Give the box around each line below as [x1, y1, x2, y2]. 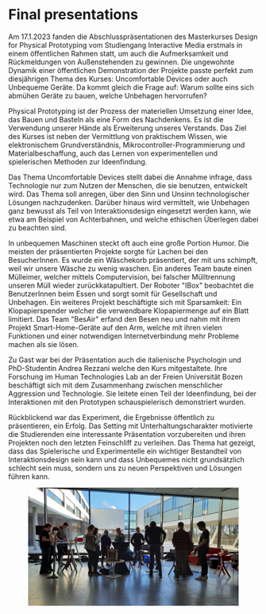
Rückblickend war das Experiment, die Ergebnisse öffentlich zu [8, 412, 214, 422]
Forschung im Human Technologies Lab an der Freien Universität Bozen [8, 372, 244, 381]
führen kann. [8, 471, 50, 481]
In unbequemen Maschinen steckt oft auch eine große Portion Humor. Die [8, 238, 249, 248]
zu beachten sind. [8, 222, 67, 232]
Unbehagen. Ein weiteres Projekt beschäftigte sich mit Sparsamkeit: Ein [8, 297, 242, 307]
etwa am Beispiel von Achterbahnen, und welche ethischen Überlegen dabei [8, 214, 259, 224]
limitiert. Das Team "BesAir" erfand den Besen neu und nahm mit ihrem [8, 314, 241, 323]
